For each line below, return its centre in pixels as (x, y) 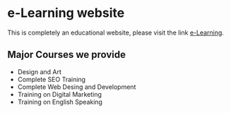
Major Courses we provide (66, 55)
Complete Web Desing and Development (77, 87)
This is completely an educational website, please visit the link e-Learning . (116, 32)
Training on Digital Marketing (60, 94)
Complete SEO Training (52, 79)
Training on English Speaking (60, 102)
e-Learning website (66, 13)
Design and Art (40, 71)
